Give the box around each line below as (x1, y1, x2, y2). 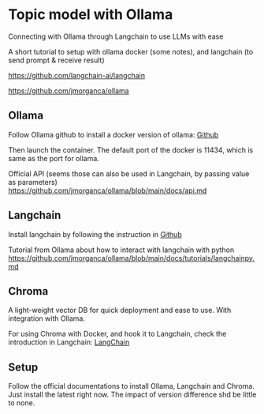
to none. (8, 398, 35, 408)
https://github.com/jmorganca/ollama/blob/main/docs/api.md (8, 186, 207, 195)
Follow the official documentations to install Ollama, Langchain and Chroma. (8, 382, 255, 391)
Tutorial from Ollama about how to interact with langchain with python (8, 245, 235, 254)
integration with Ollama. (8, 314, 85, 323)
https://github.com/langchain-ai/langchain (8, 70, 146, 80)
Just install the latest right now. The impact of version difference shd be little (8, 390, 257, 400)
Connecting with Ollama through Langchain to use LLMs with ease (8, 32, 224, 41)
